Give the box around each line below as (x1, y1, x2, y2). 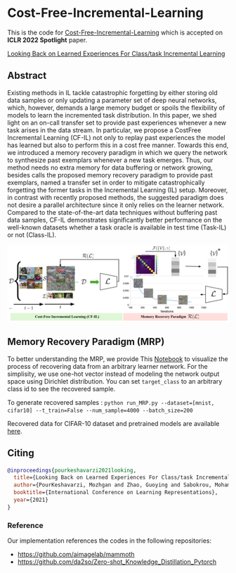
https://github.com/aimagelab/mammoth (17, 550, 135, 559)
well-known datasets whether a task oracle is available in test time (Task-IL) (7, 223, 227, 232)
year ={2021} (13, 496, 49, 504)
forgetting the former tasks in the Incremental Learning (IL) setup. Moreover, (7, 185, 228, 194)
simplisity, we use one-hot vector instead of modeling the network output (7, 370, 220, 378)
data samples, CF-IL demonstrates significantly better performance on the (7, 215, 223, 224)
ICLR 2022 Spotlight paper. (7, 35, 88, 44)
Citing (7, 447, 34, 459)
